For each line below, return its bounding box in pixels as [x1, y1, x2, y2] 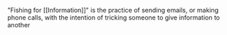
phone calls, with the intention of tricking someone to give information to [7, 13, 221, 22]
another [7, 21, 31, 29]
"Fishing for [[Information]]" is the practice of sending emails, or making [7, 6, 219, 14]
